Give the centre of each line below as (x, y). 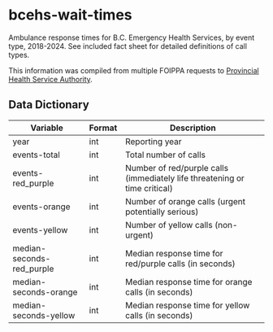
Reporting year (153, 142)
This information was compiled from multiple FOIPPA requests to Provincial (134, 70)
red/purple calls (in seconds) (180, 264)
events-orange (41, 207)
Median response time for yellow (187, 305)
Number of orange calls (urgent (185, 201)
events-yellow (40, 229)
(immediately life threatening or (185, 178)
